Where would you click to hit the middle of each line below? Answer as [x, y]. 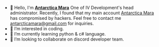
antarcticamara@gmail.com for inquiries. [52, 23]
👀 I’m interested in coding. [37, 29]
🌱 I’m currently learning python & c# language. [58, 34]
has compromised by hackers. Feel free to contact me [65, 18]
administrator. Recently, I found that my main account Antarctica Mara [82, 13]
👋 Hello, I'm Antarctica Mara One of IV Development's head [72, 8]
